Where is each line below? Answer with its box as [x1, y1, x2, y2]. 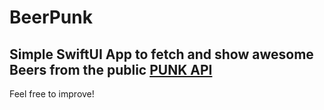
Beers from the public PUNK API [9, 61, 213, 78]
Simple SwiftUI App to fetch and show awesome [9, 46, 314, 63]
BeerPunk [9, 6, 93, 29]
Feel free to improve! [9, 88, 95, 100]
